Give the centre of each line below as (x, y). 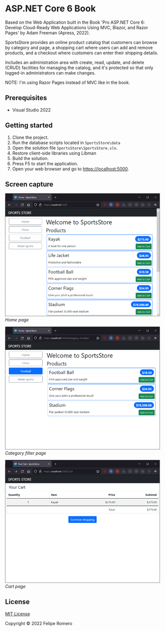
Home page (17, 320)
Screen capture (29, 184)
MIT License (18, 614)
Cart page (15, 586)
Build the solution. (30, 158)
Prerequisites (26, 98)
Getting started (29, 126)
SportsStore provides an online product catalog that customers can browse (81, 42)
